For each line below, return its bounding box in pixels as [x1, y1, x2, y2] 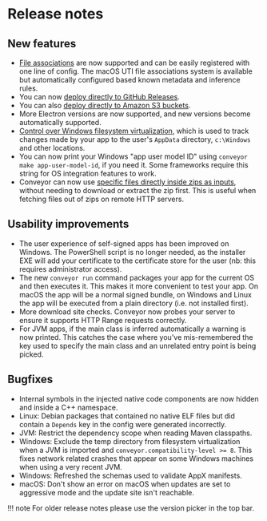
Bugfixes [7, 373, 54, 386]
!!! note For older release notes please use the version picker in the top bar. [7, 503, 255, 513]
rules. [18, 83, 38, 93]
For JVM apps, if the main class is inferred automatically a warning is [18, 324, 246, 333]
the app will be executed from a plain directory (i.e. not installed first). [18, 298, 249, 308]
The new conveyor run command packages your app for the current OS [18, 273, 255, 282]
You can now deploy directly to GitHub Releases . [18, 92, 181, 101]
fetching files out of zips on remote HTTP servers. [18, 194, 185, 204]
